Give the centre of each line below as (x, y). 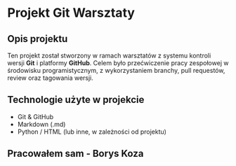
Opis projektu (38, 39)
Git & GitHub (35, 116)
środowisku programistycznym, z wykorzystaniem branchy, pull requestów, (116, 70)
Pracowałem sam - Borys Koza (76, 154)
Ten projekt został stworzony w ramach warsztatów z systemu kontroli (109, 55)
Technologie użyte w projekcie (76, 100)
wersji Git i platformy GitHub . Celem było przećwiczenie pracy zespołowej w (118, 63)
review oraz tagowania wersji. (50, 78)
